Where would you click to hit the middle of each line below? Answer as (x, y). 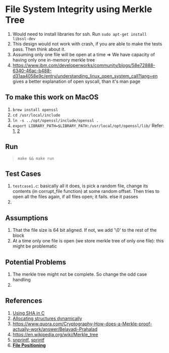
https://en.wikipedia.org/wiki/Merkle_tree (55, 334)
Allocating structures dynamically (47, 318)
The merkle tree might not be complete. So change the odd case (80, 274)
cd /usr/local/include (36, 115)
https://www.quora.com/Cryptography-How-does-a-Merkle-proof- (82, 324)
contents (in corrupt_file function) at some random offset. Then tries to (86, 191)
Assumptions (27, 218)
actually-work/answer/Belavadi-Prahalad (55, 329)
